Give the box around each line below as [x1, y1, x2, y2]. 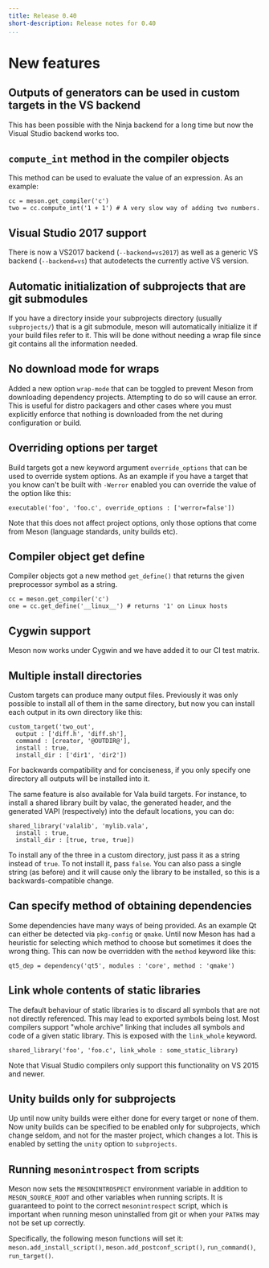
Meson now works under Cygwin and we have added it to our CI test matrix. [8, 646, 260, 655]
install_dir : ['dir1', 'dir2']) [15, 751, 128, 759]
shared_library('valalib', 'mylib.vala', [8, 822, 149, 830]
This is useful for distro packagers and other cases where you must [8, 400, 232, 411]
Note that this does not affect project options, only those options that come [8, 518, 257, 527]
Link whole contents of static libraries [8, 984, 201, 997]
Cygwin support [8, 624, 91, 638]
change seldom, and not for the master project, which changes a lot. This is [8, 1130, 259, 1140]
